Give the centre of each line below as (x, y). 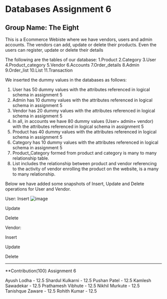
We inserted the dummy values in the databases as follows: (66, 80)
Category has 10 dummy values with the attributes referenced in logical (85, 142)
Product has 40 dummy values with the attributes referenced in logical (84, 132)
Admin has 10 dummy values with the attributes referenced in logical (82, 100)
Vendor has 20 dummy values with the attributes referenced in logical (84, 111)
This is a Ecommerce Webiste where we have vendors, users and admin (79, 39)
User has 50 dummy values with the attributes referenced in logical (81, 90)
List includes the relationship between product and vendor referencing (84, 163)
